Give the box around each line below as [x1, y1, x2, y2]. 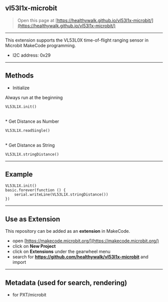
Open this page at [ [17, 17, 57, 23]
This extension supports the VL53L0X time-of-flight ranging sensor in [5, 37, 149, 43]
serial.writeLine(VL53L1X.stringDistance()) [14, 192, 108, 197]
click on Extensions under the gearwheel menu [12, 248, 111, 255]
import [12, 259, 26, 265]
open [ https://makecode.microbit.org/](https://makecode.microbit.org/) [12, 238, 159, 244]
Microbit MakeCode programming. [5, 42, 76, 48]
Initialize [12, 85, 30, 91]
